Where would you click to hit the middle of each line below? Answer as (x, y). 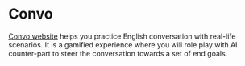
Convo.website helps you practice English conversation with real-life (122, 36)
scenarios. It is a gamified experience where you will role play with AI (123, 44)
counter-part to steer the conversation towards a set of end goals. (118, 53)
